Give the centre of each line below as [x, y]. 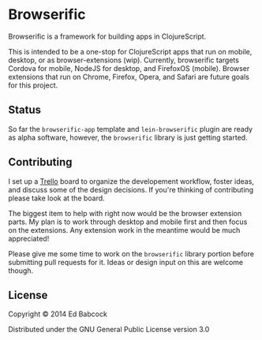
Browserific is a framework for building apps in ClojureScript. [107, 36]
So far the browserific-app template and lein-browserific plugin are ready [131, 129]
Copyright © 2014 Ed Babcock [58, 314]
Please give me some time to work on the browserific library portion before [131, 253]
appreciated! [29, 238]
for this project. [33, 85]
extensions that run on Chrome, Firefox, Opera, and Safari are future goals [129, 77]
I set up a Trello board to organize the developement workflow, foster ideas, [131, 181]
